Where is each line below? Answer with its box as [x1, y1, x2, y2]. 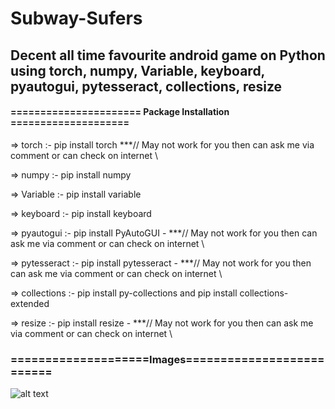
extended [10, 297, 50, 309]
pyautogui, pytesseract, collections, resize [10, 78, 283, 95]
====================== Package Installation [10, 106, 230, 118]
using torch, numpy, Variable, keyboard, [10, 62, 265, 79]
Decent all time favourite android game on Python [10, 47, 326, 64]
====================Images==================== [10, 352, 325, 366]
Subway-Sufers [10, 7, 143, 30]
